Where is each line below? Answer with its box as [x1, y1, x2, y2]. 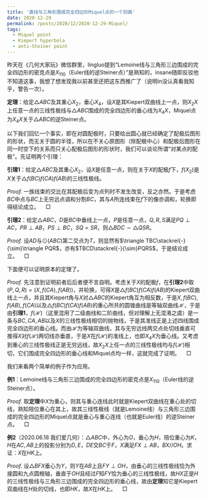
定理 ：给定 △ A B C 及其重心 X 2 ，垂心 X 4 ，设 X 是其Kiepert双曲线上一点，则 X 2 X [7, 98, 198, 107]
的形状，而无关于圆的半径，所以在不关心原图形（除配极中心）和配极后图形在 [7, 138, 201, 145]
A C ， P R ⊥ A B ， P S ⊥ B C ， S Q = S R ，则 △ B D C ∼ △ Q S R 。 [7, 224, 155, 231]
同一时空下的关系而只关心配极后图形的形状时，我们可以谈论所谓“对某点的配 [7, 145, 198, 152]
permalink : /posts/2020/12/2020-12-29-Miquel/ [7, 20, 128, 26]
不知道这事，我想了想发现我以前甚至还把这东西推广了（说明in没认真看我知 [7, 77, 195, 85]
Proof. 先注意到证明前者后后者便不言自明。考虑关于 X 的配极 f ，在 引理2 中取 [7, 278, 194, 286]
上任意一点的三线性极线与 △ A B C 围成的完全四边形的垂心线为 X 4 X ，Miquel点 [7, 107, 197, 116]
